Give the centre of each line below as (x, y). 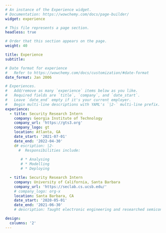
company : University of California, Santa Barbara (67, 182)
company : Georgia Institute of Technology (58, 118)
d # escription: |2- (34, 146)
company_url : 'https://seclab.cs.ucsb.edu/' (61, 187)
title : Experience (24, 55)
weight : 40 (16, 46)
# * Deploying (35, 169)
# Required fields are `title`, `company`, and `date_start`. (73, 96)
